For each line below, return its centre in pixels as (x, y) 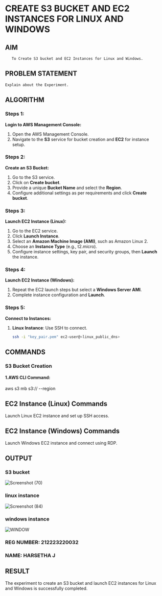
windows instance (27, 519)
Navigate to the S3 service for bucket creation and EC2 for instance (81, 139)
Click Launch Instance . (36, 236)
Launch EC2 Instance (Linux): (36, 221)
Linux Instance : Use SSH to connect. (50, 328)
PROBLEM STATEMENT (41, 74)
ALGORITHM (25, 100)
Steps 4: (15, 270)
